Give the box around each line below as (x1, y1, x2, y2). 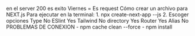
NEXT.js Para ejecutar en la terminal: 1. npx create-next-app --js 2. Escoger (6, 11, 189, 18)
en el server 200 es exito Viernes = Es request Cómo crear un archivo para (6, 5, 188, 12)
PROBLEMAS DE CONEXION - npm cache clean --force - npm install (6, 23, 173, 30)
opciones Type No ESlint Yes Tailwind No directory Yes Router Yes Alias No (6, 17, 189, 24)
